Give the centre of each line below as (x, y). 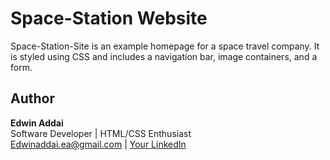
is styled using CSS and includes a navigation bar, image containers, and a (164, 56)
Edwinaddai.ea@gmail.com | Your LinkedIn (98, 144)
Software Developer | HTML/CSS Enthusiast (101, 133)
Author (32, 98)
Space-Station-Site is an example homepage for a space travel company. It (165, 46)
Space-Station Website (109, 18)
